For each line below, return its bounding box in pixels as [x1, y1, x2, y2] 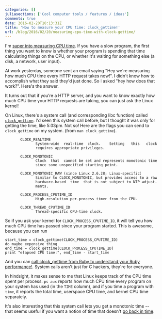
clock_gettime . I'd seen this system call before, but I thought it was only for [5, 117, 155, 123]
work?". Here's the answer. [5, 83, 59, 89]
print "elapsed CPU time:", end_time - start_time [5, 250, 110, 255]
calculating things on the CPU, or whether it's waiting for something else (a [5, 53, 155, 59]
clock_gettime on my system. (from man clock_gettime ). [5, 128, 117, 133]
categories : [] [5, 7, 36, 12]
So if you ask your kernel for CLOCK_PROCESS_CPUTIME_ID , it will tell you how [5, 218, 153, 223]
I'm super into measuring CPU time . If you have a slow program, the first [5, 43, 149, 48]
